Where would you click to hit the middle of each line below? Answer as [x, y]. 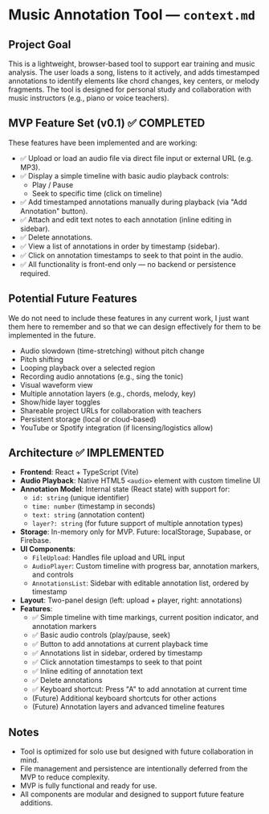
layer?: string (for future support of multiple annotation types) [137, 524]
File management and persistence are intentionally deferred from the [134, 769]
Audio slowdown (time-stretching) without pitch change [112, 351]
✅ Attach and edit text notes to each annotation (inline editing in [126, 220]
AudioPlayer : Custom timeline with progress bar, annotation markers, [145, 566]
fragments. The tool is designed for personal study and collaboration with [130, 89]
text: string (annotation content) [88, 515]
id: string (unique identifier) [81, 498]
